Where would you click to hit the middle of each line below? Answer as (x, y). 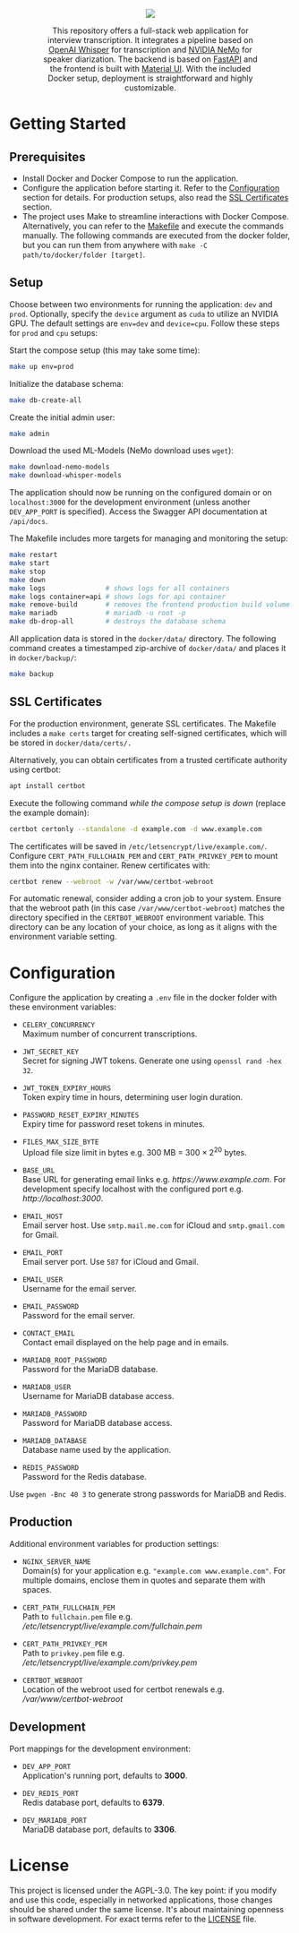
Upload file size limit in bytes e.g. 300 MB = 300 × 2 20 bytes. (135, 1151)
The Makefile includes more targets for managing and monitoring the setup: (149, 538)
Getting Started (68, 124)
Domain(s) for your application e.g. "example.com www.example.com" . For (154, 1570)
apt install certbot (48, 786)
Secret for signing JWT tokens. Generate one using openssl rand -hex (152, 1061)
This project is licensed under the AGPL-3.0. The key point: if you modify (143, 1890)
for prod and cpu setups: (54, 332)
